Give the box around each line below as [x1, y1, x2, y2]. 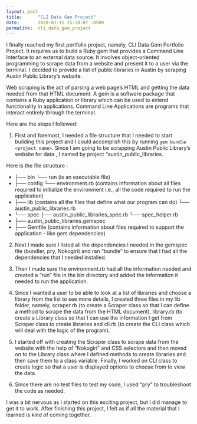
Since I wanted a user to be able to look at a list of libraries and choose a [14, 290, 192, 297]
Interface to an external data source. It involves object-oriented [6, 54, 160, 61]
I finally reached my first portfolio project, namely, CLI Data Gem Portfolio [6, 41, 184, 48]
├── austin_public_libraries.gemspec [14, 218, 106, 225]
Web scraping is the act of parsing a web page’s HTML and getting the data [6, 84, 190, 91]
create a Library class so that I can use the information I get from [14, 314, 173, 321]
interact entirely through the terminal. [6, 109, 97, 116]
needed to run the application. [14, 278, 88, 285]
